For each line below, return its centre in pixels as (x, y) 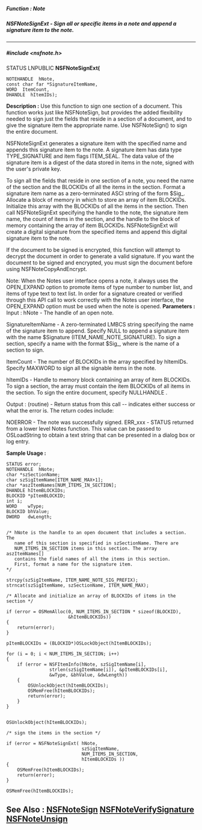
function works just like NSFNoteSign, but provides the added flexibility (94, 113)
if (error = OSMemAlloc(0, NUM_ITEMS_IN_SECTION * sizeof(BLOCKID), (94, 612)
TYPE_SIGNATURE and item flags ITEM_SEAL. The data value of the (90, 156)
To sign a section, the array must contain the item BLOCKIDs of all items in (98, 386)
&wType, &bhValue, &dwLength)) (88, 675)
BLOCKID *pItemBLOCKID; (36, 496)
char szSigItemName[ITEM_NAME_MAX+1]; (55, 480)
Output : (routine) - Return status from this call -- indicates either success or (101, 404)
